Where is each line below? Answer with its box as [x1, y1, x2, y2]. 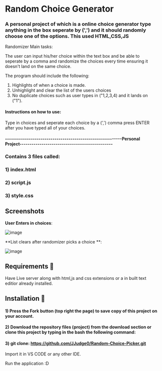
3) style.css [5, 192, 34, 199]
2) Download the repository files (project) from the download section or [5, 324, 152, 330]
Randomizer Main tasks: [5, 44, 53, 49]
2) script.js [5, 179, 31, 186]
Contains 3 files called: [5, 153, 60, 160]
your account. [5, 313, 34, 319]
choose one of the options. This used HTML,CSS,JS [5, 33, 129, 40]
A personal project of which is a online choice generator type [5, 21, 151, 28]
